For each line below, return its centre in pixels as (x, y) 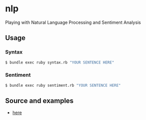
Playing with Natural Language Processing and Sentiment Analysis (73, 22)
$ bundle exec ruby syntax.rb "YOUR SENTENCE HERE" (60, 62)
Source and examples (39, 101)
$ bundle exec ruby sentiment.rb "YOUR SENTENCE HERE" (63, 85)
